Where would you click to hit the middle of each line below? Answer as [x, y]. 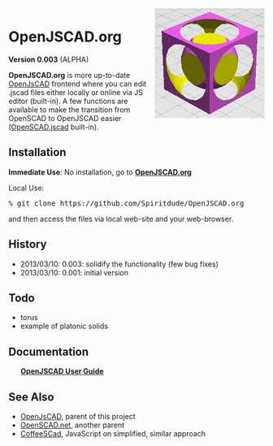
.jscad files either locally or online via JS [76, 92]
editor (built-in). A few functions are [68, 101]
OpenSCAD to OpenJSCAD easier [65, 118]
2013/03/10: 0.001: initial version [74, 272]
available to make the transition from [69, 110]
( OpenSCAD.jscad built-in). [54, 127]
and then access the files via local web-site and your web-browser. [121, 219]
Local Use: [26, 188]
